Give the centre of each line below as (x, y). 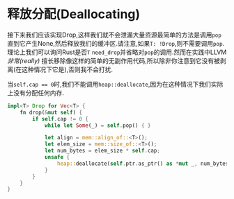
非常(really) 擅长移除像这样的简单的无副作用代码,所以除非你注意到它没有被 (114, 60)
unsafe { (57, 157)
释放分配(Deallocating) (74, 14)
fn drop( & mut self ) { (51, 112)
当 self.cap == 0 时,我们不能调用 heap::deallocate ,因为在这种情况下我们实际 (115, 84)
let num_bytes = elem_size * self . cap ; (102, 151)
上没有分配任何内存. (36, 93)
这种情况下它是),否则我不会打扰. (68, 69)
